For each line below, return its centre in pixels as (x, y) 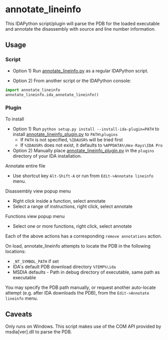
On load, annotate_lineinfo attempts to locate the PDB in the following (78, 246)
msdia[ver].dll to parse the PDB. (39, 332)
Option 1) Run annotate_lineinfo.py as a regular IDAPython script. (80, 70)
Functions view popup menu (35, 216)
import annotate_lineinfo (33, 90)
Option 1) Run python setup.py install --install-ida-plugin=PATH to (86, 129)
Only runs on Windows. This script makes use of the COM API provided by (83, 326)
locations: (16, 251)
